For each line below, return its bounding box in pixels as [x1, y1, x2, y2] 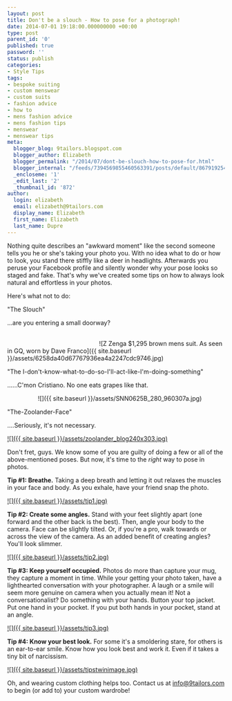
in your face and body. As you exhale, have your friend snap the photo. [7, 483, 209, 491]
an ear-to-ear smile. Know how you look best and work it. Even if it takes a [7, 644, 219, 653]
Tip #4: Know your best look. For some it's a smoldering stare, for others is [7, 637, 223, 646]
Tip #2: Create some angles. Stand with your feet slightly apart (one [7, 510, 202, 518]
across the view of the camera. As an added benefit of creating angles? [7, 532, 211, 540]
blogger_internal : [13, 164, 67, 172]
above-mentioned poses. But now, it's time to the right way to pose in [7, 455, 205, 464]
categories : [7, 62, 41, 69]
